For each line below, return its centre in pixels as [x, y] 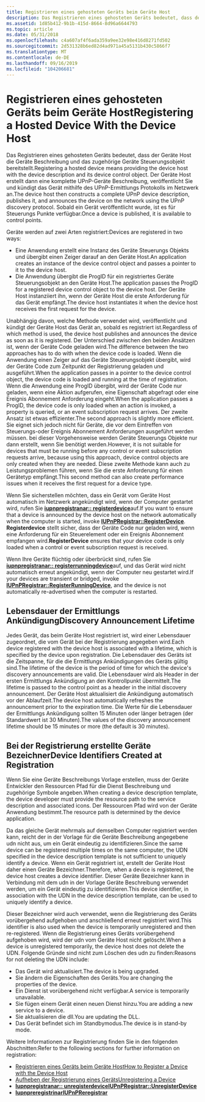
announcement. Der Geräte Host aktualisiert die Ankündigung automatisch [100, 694]
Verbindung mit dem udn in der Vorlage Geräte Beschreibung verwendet [97, 882]
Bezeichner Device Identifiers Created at [84, 755]
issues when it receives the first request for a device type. [79, 484]
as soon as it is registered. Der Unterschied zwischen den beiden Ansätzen [101, 340]
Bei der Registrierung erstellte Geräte [79, 745]
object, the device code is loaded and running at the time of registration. [97, 380]
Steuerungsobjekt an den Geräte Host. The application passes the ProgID [106, 283]
